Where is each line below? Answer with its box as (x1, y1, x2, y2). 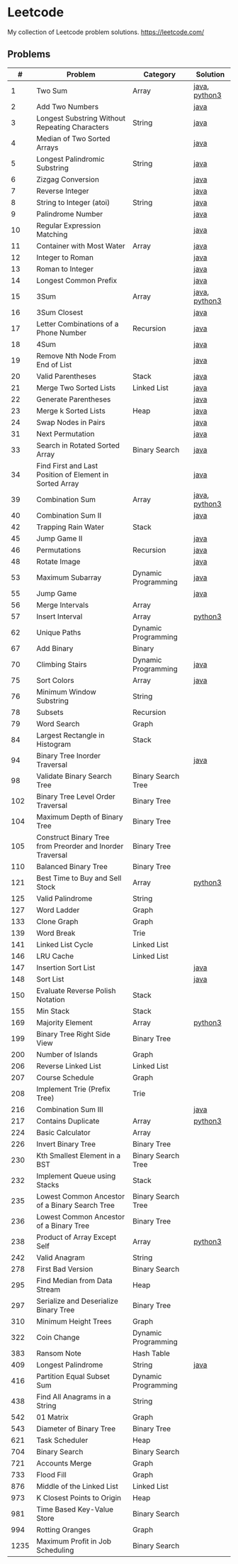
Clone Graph (36, 916, 79, 926)
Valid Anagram (36, 1253, 85, 1263)
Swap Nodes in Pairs (36, 417, 106, 427)
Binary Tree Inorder (36, 750, 101, 760)
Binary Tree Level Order (36, 792, 115, 802)
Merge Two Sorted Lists (36, 382, 116, 392)
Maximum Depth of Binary (36, 811, 123, 821)
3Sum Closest (36, 307, 84, 317)
